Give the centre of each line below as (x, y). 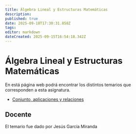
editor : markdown (23, 32)
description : (18, 14)
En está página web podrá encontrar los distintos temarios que (68, 85)
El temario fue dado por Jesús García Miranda (51, 126)
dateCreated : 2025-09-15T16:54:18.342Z (46, 37)
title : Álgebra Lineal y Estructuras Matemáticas (57, 10)
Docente (18, 115)
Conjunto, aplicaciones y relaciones (48, 99)
